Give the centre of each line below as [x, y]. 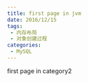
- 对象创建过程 [29, 39]
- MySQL [21, 52]
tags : [15, 26]
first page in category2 [40, 71]
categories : [24, 45]
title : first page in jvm [44, 13]
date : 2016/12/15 [32, 20]
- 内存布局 [24, 32]
